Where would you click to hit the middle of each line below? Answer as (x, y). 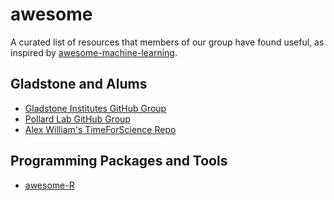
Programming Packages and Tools (119, 161)
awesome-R (49, 185)
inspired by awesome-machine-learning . (94, 52)
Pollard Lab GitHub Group (77, 119)
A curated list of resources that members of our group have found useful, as (167, 42)
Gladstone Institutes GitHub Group (95, 108)
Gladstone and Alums (79, 84)
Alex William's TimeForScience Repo (100, 129)
